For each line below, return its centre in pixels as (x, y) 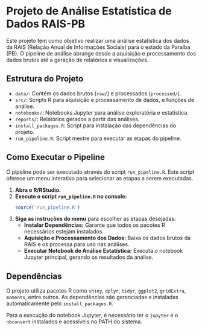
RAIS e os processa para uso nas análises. (77, 244)
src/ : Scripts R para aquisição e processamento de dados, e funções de (105, 100)
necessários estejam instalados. (64, 232)
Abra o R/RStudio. (38, 190)
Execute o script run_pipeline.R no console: (71, 196)
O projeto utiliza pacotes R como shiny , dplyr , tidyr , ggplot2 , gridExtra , (96, 291)
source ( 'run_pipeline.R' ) (47, 207)
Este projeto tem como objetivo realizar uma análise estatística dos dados (98, 40)
